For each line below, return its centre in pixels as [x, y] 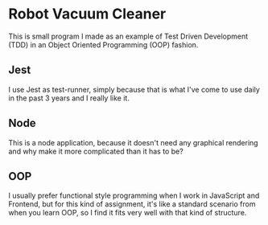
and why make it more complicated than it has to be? [96, 151]
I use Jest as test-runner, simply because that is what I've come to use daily [134, 89]
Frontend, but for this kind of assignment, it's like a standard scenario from [132, 204]
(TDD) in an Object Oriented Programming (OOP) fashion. [103, 44]
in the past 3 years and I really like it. [69, 98]
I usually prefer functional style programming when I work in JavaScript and [134, 196]
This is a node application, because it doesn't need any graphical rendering [134, 142]
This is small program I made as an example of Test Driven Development [128, 36]
